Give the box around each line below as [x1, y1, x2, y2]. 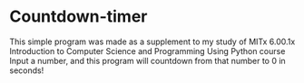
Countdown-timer [9, 6, 148, 27]
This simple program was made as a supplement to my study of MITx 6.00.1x [9, 36, 296, 47]
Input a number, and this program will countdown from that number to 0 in [9, 55, 286, 66]
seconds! [9, 65, 44, 76]
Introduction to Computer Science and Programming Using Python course [9, 45, 286, 56]
